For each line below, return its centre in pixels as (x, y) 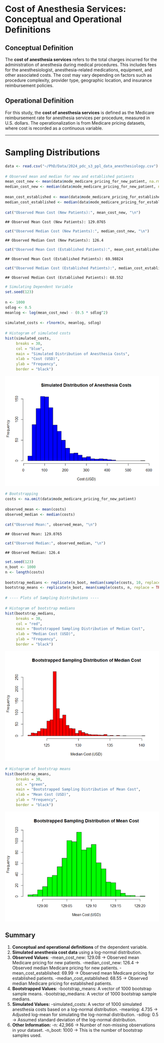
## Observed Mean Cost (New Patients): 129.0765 (55, 222)
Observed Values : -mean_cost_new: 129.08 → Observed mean (76, 957)
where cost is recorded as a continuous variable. (54, 128)
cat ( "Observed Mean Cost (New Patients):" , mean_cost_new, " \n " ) (73, 213)
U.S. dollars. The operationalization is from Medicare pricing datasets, (75, 123)
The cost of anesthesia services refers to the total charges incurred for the (81, 59)
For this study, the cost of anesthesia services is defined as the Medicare (80, 112)
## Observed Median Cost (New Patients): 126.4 (54, 240)
